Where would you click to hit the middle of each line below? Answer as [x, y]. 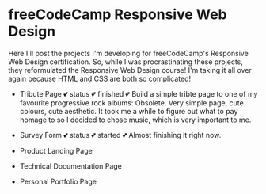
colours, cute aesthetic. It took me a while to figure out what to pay [129, 111]
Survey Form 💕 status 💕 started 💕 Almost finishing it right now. [120, 135]
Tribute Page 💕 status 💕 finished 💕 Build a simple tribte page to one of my [139, 93]
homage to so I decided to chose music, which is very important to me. [135, 120]
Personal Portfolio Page [58, 181]
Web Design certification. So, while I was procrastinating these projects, [126, 62]
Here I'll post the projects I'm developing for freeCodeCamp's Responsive [129, 53]
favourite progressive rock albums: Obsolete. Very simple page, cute [131, 103]
